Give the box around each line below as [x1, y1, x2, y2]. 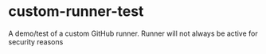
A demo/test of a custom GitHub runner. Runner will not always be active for [8, 29, 258, 38]
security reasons [8, 37, 64, 46]
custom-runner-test [8, 2, 144, 21]
